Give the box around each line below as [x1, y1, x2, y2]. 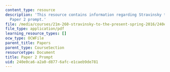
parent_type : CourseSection [5, 45, 65, 50]
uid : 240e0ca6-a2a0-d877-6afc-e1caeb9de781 [5, 59, 99, 64]
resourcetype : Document [5, 50, 56, 55]
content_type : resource [5, 7, 56, 13]
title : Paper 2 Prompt [5, 54, 53, 60]
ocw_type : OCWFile [5, 36, 44, 41]
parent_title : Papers [5, 41, 51, 46]
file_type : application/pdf [5, 26, 65, 31]
